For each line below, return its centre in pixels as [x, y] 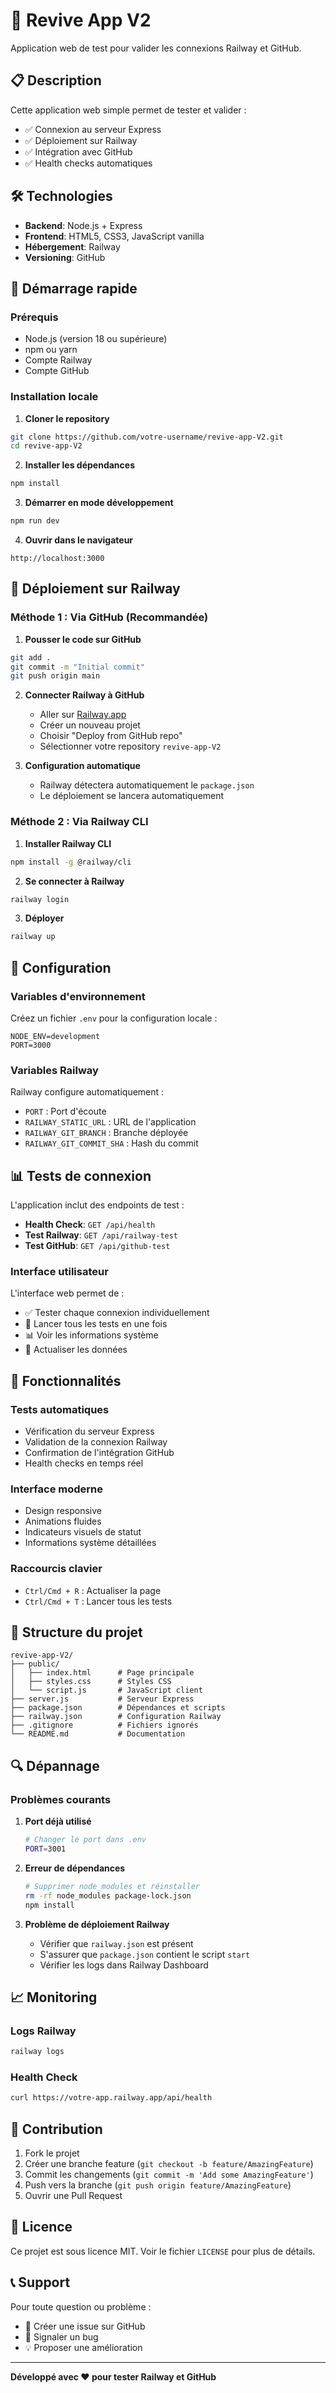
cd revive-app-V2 [46, 446]
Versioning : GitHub [65, 257]
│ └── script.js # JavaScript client [106, 1690]
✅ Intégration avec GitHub [78, 151]
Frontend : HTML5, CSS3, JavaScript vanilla [114, 236]
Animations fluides [63, 1521]
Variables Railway [54, 1070]
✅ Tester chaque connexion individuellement [117, 1313]
